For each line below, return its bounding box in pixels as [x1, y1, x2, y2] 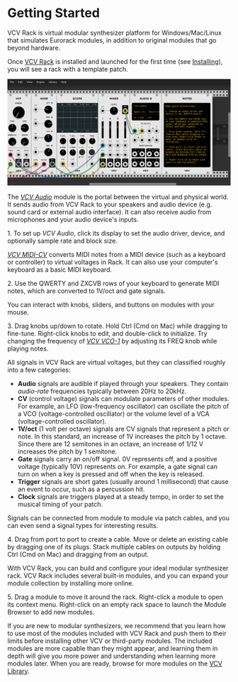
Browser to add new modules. [7, 607, 95, 616]
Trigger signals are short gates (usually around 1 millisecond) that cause [17, 477, 229, 485]
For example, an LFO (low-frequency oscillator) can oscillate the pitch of [17, 402, 229, 410]
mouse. [7, 307, 30, 317]
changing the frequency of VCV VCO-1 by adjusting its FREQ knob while [7, 336, 217, 345]
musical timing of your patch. [17, 500, 103, 508]
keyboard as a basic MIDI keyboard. [7, 265, 112, 274]
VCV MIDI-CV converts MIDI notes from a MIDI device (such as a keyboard [7, 250, 226, 258]
